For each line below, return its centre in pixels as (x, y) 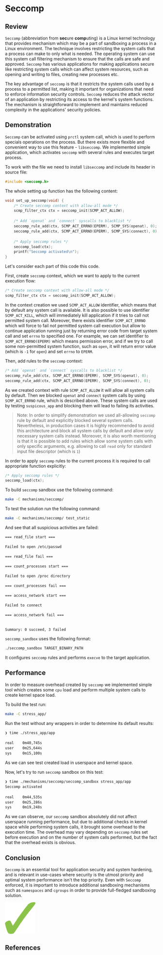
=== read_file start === (30, 537)
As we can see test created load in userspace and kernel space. (69, 763)
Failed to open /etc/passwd (33, 547)
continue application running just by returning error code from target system (81, 331)
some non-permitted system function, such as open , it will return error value (81, 346)
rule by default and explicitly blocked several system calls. (75, 420)
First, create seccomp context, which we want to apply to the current (72, 276)
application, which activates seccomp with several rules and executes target (80, 152)
